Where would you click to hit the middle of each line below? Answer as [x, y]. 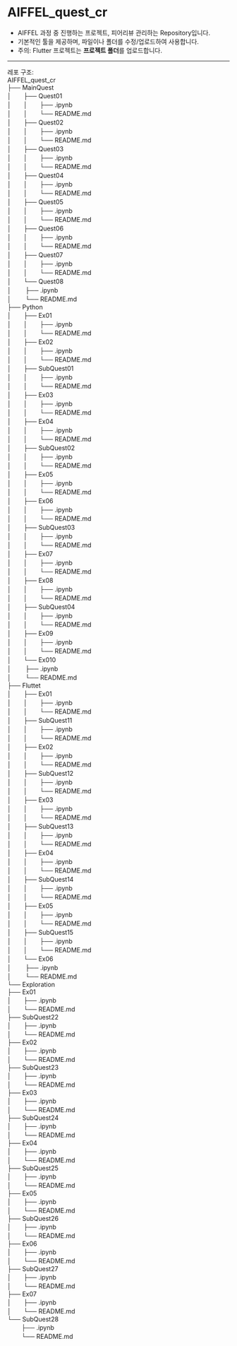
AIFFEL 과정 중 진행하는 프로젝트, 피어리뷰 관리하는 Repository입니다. [114, 33]
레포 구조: [20, 72]
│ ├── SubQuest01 [41, 368]
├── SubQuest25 [33, 1168]
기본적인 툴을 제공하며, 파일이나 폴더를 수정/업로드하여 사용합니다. [108, 41]
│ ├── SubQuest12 [41, 773]
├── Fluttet [24, 685]
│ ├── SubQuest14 [41, 879]
